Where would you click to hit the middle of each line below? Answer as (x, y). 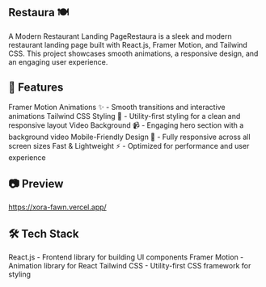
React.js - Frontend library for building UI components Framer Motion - (126, 257)
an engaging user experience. (58, 61)
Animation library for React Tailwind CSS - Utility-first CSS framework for (130, 266)
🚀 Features (36, 88)
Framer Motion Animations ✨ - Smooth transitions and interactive (117, 107)
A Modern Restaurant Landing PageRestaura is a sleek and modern (120, 36)
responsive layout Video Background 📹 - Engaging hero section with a (126, 125)
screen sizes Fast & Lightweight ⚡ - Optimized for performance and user (129, 146)
